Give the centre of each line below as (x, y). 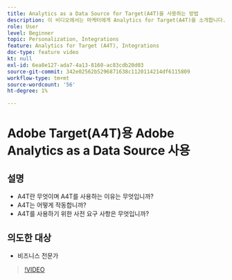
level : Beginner (30, 33)
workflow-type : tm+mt (38, 78)
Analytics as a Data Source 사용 (99, 151)
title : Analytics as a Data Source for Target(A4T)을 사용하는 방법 (103, 14)
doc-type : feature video (43, 53)
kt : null (20, 59)
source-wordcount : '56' (42, 85)
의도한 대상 (29, 237)
